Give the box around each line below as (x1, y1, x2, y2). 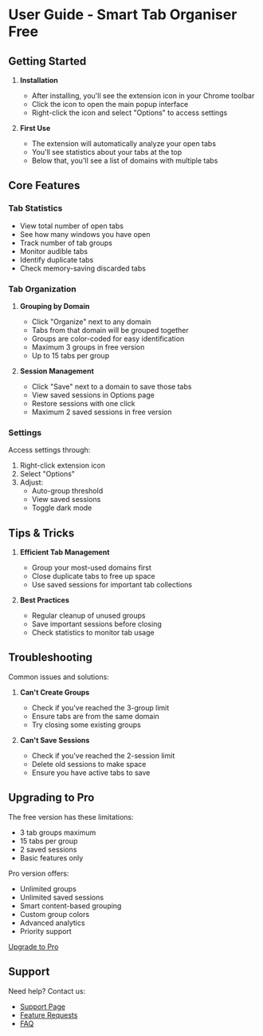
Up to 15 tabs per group (31, 350, 110, 360)
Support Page (19, 1002, 66, 1011)
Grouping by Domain (19, 301, 90, 310)
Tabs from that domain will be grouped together (31, 325, 189, 334)
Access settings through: (8, 445, 91, 455)
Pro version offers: (8, 868, 69, 878)
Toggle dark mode (31, 503, 92, 512)
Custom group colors (19, 909, 90, 919)
